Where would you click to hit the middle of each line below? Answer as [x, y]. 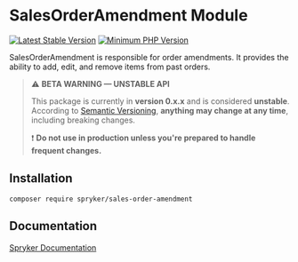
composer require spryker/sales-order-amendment [101, 199]
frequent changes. [66, 150]
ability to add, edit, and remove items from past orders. [110, 67]
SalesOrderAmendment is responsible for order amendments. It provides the [149, 57]
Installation [41, 179]
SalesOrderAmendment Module [129, 16]
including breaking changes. [83, 120]
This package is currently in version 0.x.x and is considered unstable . [160, 101]
